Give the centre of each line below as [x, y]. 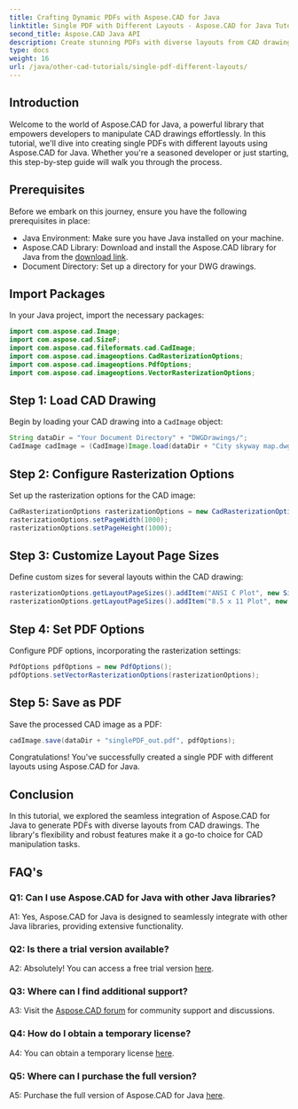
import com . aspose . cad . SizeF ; [65, 340]
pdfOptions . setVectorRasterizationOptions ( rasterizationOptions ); [134, 675]
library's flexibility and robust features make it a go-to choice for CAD [136, 835]
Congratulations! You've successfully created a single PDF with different [141, 757]
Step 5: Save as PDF [66, 703]
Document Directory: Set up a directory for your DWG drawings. [139, 266]
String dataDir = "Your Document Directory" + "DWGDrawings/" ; [129, 438]
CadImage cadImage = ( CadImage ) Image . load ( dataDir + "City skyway [134, 446]
